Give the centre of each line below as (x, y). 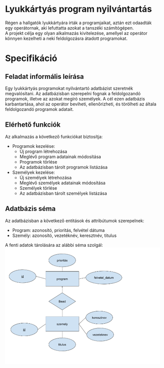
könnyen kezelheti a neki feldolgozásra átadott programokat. (66, 38)
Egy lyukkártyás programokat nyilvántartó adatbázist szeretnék (69, 88)
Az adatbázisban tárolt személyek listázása (63, 193)
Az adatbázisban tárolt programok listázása (64, 167)
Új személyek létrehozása (46, 177)
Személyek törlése (38, 188)
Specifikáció (31, 58)
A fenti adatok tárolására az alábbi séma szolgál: (54, 245)
